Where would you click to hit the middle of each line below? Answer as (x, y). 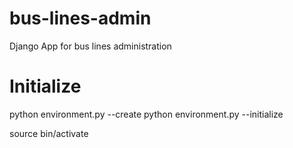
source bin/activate (49, 133)
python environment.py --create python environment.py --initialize (146, 114)
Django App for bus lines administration (90, 46)
